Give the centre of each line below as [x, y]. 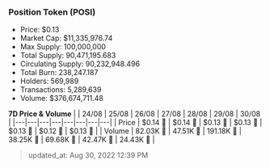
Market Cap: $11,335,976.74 [66, 38]
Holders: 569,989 [49, 81]
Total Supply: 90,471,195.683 [68, 56]
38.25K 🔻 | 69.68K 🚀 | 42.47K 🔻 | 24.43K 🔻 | [82, 140]
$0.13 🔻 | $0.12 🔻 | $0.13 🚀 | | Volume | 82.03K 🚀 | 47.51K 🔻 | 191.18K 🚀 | [125, 131]
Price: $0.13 [40, 30]
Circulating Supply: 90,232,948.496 [80, 64]
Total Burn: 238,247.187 [59, 73]
